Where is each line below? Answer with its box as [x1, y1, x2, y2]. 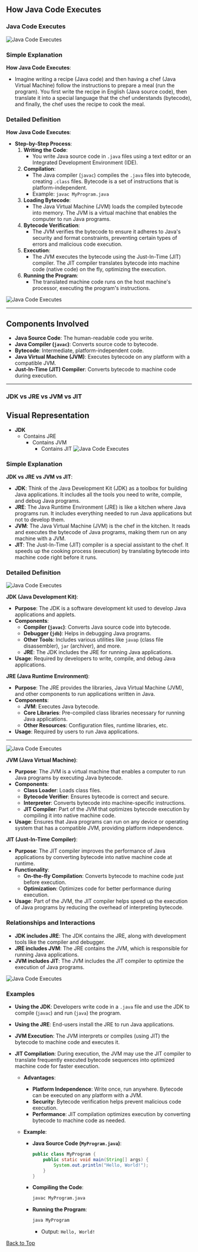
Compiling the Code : [32, 1184, 84, 1191]
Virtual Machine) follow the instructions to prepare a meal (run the [14, 82, 175, 89]
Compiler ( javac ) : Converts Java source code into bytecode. [23, 623, 171, 631]
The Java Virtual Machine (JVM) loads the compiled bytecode [32, 203, 183, 210]
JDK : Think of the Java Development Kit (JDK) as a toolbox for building [14, 484, 187, 492]
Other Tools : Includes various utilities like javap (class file [23, 636, 164, 643]
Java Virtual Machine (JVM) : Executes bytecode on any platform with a [14, 353, 190, 360]
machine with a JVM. [14, 535, 66, 542]
